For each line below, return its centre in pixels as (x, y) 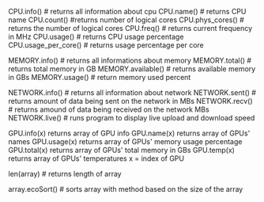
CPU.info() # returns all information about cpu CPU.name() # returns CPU (127, 11)
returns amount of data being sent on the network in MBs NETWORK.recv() (130, 101)
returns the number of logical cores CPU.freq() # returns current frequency (130, 28)
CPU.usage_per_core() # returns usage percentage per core (106, 45)
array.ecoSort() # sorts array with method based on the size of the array (126, 189)
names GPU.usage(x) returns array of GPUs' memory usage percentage (125, 141)
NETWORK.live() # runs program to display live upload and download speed (132, 118)
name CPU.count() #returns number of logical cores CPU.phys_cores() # (126, 20)
